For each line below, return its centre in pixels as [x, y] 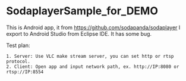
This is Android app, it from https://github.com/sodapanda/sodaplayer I [93, 27]
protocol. [18, 61]
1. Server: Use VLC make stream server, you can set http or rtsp [90, 56]
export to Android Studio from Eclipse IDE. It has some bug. [79, 33]
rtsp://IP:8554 [25, 72]
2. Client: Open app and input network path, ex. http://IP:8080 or [93, 67]
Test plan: [18, 45]
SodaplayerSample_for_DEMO [82, 11]
